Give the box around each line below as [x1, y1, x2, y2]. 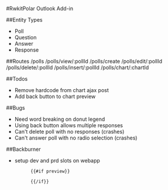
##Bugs [6, 104, 25, 111]
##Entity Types [6, 16, 43, 23]
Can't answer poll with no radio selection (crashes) [14, 134, 138, 141]
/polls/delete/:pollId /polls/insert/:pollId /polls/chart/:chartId [6, 64, 149, 71]
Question [14, 34, 37, 40]
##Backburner [6, 146, 41, 152]
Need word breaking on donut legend [14, 116, 105, 123]
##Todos [6, 76, 28, 82]
